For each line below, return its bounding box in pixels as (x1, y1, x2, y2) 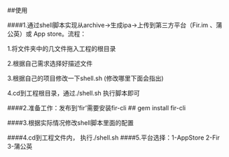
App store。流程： (33, 30, 87, 38)
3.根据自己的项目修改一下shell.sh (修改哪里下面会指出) (7, 74, 164, 82)
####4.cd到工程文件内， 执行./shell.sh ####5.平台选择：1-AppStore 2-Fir (7, 133, 221, 142)
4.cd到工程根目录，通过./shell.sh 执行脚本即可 (7, 89, 140, 97)
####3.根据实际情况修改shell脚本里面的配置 (7, 119, 134, 127)
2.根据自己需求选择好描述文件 (7, 59, 93, 68)
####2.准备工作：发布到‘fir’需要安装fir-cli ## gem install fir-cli (7, 104, 186, 112)
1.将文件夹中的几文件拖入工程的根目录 (7, 45, 116, 52)
